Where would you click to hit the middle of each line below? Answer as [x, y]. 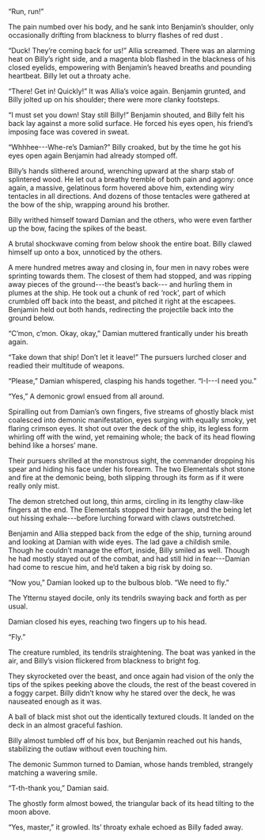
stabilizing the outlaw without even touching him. [88, 749]
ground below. [32, 318]
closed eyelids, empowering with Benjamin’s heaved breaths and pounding [130, 67]
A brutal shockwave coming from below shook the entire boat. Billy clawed [130, 244]
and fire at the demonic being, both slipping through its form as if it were [126, 477]
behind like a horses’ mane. [53, 445]
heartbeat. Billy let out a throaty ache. [70, 76]
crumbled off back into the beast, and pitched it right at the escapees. [122, 301]
